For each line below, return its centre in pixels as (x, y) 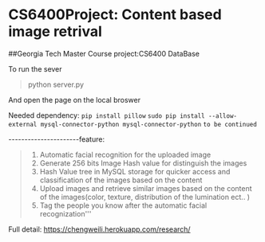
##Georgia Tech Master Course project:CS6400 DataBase (104, 53)
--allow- (223, 116)
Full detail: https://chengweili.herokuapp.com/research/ (99, 229)
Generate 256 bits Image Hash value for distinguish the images (143, 163)
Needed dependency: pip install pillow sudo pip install (107, 115)
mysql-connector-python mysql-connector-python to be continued (148, 124)
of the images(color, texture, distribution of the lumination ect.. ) (144, 197)
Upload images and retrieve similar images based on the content (146, 188)
